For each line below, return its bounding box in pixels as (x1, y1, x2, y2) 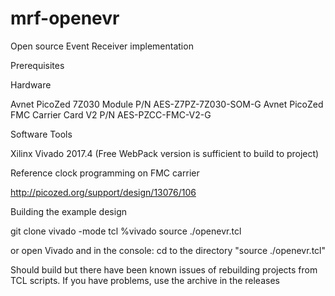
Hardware (10, 78, 52, 91)
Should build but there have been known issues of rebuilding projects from (10, 263, 318, 276)
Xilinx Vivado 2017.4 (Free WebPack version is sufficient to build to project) (10, 147, 320, 159)
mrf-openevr (10, 7, 120, 30)
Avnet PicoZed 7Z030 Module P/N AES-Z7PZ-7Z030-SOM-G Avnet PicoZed (10, 98, 324, 110)
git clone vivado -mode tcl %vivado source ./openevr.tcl (10, 225, 242, 237)
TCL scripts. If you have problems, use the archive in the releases (10, 274, 280, 286)
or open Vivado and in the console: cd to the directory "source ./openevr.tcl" (10, 244, 326, 256)
